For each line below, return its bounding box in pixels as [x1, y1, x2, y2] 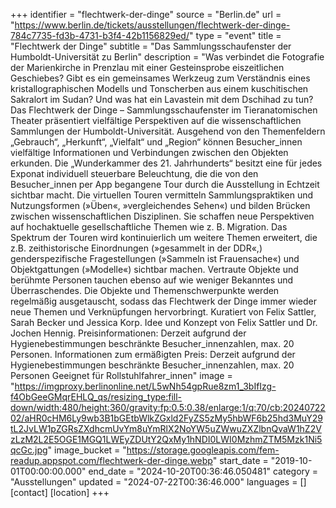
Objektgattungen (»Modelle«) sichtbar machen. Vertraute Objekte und [10, 264, 299, 275]
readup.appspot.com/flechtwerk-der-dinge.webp [10, 455, 213, 466]
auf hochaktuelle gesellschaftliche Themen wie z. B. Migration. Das [10, 221, 288, 233]
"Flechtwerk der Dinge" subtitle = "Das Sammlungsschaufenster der [10, 40, 292, 52]
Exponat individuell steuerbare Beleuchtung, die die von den [10, 168, 259, 179]
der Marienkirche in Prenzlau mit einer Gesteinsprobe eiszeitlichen [10, 62, 285, 73]
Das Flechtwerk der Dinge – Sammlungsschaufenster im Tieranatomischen [10, 104, 318, 116]
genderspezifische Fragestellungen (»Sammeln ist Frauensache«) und [10, 253, 300, 264]
